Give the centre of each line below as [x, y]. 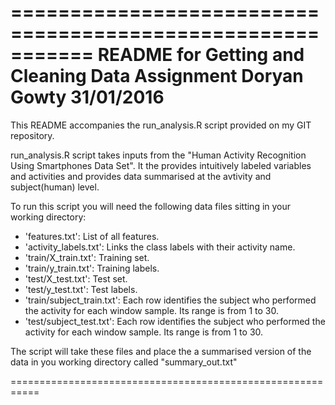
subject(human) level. [55, 187]
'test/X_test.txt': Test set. [76, 278]
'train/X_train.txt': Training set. [87, 257]
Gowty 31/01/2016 [87, 97]
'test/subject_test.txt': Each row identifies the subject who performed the [175, 321]
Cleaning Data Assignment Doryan [157, 76]
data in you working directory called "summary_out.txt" [124, 362]
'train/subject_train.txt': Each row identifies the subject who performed [170, 300]
